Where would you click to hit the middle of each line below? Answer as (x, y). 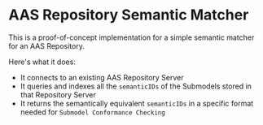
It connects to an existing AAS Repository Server (102, 77)
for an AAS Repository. (47, 45)
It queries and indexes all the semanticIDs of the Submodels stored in (136, 86)
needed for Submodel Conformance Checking (92, 112)
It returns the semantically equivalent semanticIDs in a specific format (137, 103)
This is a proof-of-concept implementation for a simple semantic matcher (131, 37)
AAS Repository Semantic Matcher (129, 15)
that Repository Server (58, 94)
